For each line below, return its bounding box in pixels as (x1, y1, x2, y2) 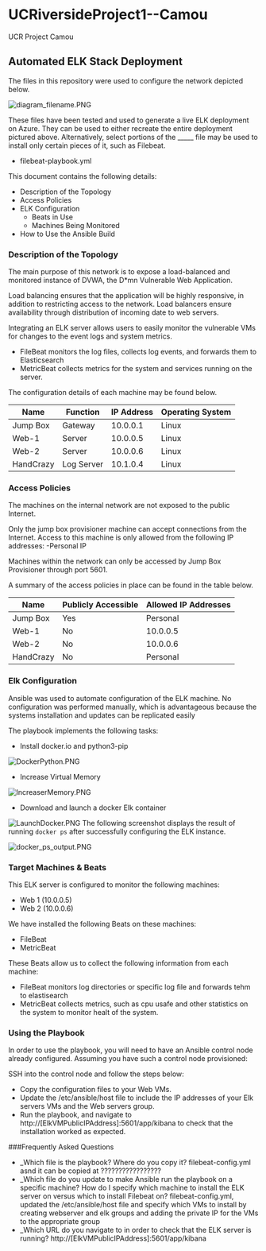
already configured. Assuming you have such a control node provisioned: (8, 1054, 248, 1063)
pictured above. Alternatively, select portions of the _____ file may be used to (8, 132, 258, 141)
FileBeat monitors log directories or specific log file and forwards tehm (19, 982, 251, 991)
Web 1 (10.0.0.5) (19, 895, 73, 904)
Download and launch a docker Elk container (19, 803, 167, 812)
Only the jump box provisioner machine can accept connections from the (8, 525, 248, 534)
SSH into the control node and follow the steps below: (8, 1069, 184, 1079)
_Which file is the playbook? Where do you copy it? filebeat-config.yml (19, 1158, 252, 1168)
